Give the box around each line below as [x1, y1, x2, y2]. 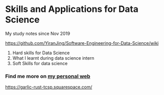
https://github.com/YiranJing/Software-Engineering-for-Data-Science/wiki [5, 40, 159, 46]
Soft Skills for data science [12, 60, 68, 66]
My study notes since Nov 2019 [5, 30, 70, 36]
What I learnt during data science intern [12, 55, 94, 61]
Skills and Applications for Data [5, 3, 138, 15]
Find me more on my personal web [5, 73, 90, 80]
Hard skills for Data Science [12, 50, 70, 56]
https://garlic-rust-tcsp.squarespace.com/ [5, 84, 92, 90]
